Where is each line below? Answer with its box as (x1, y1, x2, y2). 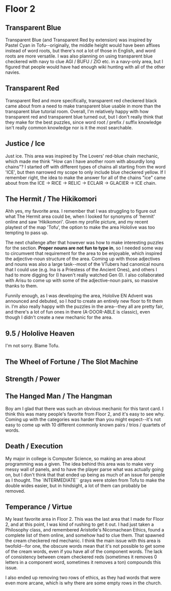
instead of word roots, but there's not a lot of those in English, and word (5, 48, 156, 53)
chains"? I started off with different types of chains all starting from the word (5, 163, 166, 170)
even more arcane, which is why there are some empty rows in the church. (5, 580, 162, 586)
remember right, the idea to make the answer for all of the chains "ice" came (5, 174, 166, 181)
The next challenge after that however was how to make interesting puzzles (5, 240, 164, 246)
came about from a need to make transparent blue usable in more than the (5, 103, 161, 109)
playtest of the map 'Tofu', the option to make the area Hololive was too (5, 224, 155, 231)
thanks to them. (5, 283, 38, 289)
